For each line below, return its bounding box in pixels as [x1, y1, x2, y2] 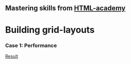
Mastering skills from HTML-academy [5, 4, 126, 12]
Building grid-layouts [5, 24, 95, 35]
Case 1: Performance [5, 42, 57, 49]
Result [5, 53, 18, 59]
